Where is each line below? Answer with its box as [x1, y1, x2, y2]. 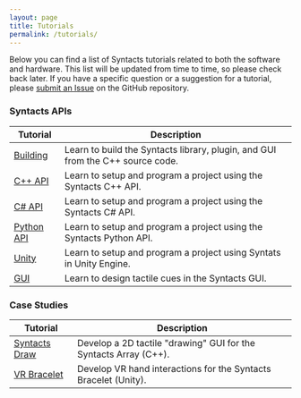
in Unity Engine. [64, 257, 132, 269]
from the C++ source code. [64, 154, 179, 166]
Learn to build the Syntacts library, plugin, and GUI [64, 143, 277, 156]
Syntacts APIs [9, 105, 73, 117]
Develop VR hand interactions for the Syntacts [77, 362, 271, 375]
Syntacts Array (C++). [77, 348, 170, 360]
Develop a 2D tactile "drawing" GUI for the [77, 336, 255, 349]
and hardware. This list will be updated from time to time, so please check [9, 64, 282, 74]
